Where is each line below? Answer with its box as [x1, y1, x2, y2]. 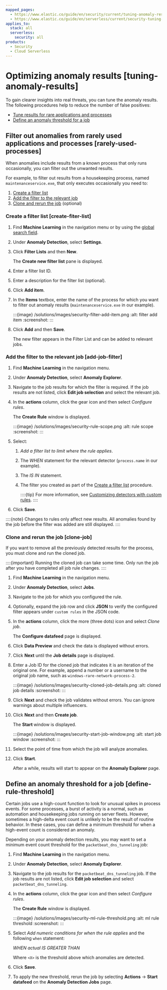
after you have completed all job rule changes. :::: [5, 565, 107, 571]
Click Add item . [12, 287, 45, 293]
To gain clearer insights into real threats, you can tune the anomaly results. [5, 97, 158, 103]
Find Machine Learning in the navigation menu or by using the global [12, 224, 155, 230]
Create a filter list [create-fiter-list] [5, 213, 91, 220]
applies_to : [5, 21, 30, 26]
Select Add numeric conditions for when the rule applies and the [12, 930, 145, 936]
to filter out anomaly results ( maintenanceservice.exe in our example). [12, 302, 155, 308]
